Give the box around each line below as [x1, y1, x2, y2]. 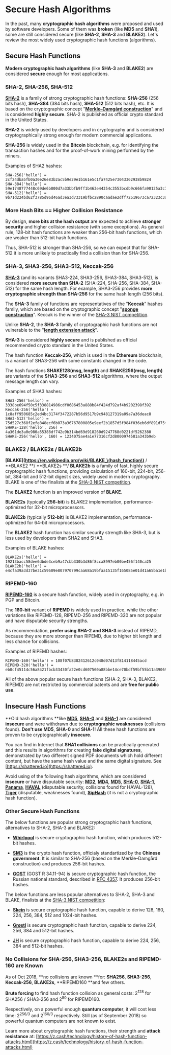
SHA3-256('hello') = [5, 398, 49, 403]
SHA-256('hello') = [5, 173, 47, 178]
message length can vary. [5, 378, 60, 384]
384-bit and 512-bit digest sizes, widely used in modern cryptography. [13, 473, 161, 479]
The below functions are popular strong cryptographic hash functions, [5, 819, 153, 825]
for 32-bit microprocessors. [27, 504, 85, 510]
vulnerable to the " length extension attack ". [5, 327, 98, 333]
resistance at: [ [5, 1033, 38, 1039]
